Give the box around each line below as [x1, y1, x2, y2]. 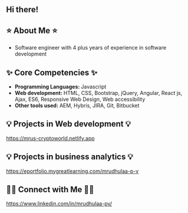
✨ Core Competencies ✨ [6, 67, 98, 77]
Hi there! [6, 5, 39, 15]
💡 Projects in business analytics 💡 [6, 152, 134, 162]
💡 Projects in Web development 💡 [6, 119, 131, 129]
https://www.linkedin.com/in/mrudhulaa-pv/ [6, 200, 113, 207]
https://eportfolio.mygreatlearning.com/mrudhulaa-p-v [6, 168, 139, 175]
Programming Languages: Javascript [14, 83, 107, 90]
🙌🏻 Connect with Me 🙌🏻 [6, 185, 94, 195]
